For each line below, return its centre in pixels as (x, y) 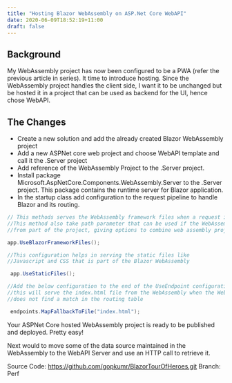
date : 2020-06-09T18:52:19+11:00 (55, 20)
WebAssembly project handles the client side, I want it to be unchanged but (115, 86)
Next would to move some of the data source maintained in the (97, 345)
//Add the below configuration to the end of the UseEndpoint (98, 286)
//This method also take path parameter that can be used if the (103, 224)
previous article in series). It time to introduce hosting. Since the (98, 78)
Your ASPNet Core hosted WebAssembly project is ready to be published (111, 324)
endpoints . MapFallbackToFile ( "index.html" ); (75, 311)
